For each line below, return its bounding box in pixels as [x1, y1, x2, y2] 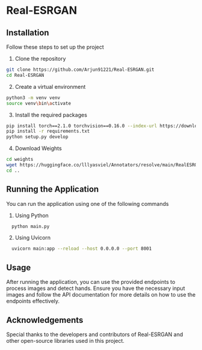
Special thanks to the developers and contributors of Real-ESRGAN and [6, 331, 183, 338]
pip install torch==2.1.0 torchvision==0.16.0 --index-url [6, 122, 158, 129]
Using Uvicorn [14, 234, 51, 241]
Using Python [14, 211, 49, 219]
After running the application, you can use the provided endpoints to [6, 279, 176, 286]
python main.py [11, 223, 50, 229]
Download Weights [14, 145, 62, 152]
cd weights [6, 157, 34, 163]
